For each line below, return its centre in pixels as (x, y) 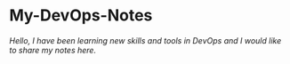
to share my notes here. (52, 50)
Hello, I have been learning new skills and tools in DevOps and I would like (145, 40)
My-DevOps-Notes (81, 16)
